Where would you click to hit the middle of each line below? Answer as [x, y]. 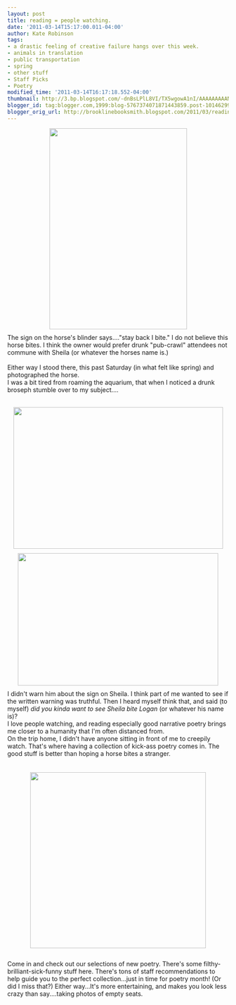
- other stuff [28, 72]
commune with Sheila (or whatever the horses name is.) [88, 352]
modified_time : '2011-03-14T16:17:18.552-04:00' [80, 92]
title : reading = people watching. [59, 20]
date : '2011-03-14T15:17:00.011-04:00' [66, 27]
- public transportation [44, 60]
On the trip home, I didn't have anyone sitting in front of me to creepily [109, 738]
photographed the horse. [43, 374]
